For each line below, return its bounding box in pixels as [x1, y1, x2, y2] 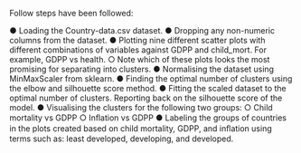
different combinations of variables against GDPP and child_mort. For [9, 44, 267, 55]
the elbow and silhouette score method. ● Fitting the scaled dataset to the [9, 83, 287, 93]
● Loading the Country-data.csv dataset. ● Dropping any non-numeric [9, 25, 276, 35]
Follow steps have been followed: [9, 8, 134, 18]
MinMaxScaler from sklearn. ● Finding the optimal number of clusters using [9, 73, 293, 84]
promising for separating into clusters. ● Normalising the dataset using [9, 63, 274, 74]
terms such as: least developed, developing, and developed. [9, 133, 234, 144]
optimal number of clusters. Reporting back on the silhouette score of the [9, 92, 283, 103]
